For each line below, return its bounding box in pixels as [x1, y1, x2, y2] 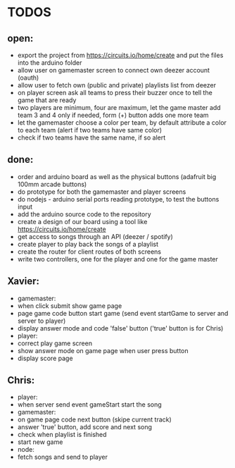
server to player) [17, 316, 66, 325]
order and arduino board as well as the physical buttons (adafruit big [17, 172, 217, 180]
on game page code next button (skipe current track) [17, 415, 172, 424]
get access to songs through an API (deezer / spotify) [17, 232, 174, 240]
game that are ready [17, 96, 77, 104]
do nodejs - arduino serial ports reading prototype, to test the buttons [17, 195, 220, 203]
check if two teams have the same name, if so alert [17, 133, 166, 142]
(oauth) [17, 73, 39, 82]
